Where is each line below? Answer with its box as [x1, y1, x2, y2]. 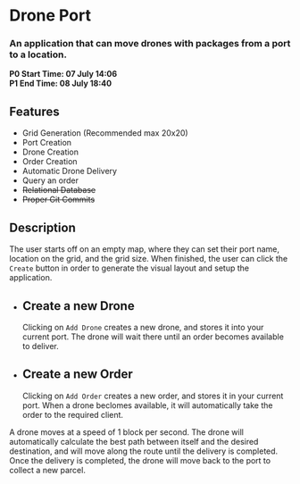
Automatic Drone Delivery [21, 166, 118, 177]
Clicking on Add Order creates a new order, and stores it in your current [21, 390, 284, 401]
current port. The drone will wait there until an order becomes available [21, 331, 284, 342]
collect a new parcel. [9, 464, 87, 475]
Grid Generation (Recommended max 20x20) [21, 128, 189, 138]
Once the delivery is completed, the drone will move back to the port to [9, 455, 271, 465]
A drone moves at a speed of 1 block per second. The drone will [9, 426, 244, 438]
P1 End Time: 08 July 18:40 [9, 78, 112, 89]
